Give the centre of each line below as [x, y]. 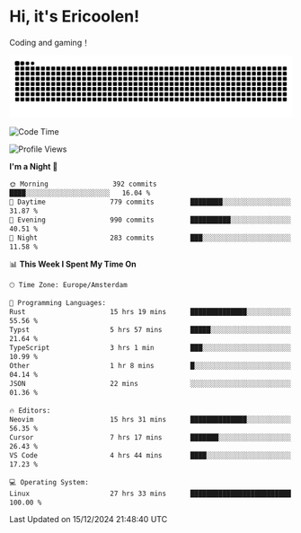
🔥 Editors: [30, 410]
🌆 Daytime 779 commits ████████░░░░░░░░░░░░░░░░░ [150, 202]
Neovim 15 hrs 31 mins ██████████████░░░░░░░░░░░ [150, 419]
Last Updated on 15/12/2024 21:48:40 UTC [89, 519]
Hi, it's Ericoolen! [75, 17]
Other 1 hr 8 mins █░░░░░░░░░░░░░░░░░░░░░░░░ [150, 365]
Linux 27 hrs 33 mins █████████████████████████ [150, 494]
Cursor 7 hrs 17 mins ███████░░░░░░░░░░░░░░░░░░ [150, 437]
